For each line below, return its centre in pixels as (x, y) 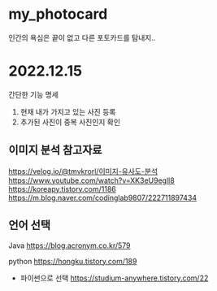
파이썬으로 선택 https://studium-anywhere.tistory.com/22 (114, 278)
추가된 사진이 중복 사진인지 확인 (70, 122)
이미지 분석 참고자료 (55, 150)
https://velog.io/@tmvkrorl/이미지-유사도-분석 (83, 171)
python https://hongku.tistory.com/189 (73, 261)
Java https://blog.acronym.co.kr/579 (69, 245)
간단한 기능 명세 (34, 94)
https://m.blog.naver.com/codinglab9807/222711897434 (103, 198)
